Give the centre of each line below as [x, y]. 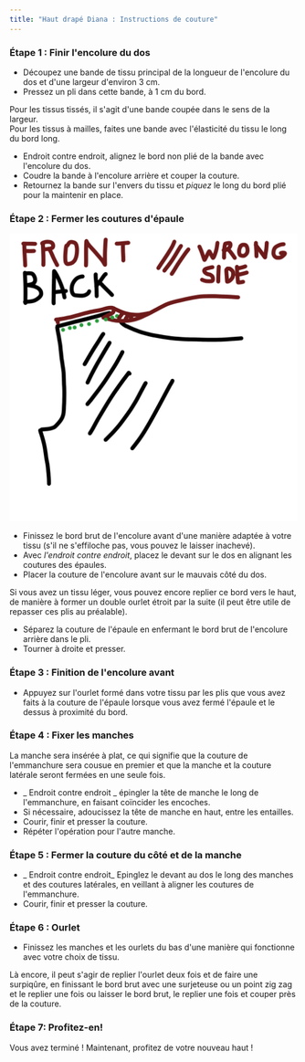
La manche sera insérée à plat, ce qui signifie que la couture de [129, 755]
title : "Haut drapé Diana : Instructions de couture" [114, 19]
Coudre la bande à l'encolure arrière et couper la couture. [131, 175]
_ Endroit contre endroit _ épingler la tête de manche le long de [141, 792]
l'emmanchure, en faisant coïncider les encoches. [116, 802]
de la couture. [36, 1004]
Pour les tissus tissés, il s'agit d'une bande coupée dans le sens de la [140, 109]
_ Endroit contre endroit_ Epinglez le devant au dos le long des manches [158, 875]
